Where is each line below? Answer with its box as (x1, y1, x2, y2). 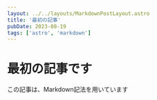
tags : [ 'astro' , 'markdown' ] (7, 29, 91, 37)
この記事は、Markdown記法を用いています (7, 86, 129, 94)
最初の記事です (7, 61, 93, 77)
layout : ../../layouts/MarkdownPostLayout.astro (7, 10, 150, 17)
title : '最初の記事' (7, 17, 61, 23)
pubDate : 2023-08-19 (7, 23, 67, 30)
